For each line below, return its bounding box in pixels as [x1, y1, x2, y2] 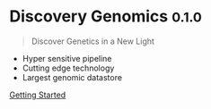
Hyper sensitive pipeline [22, 53, 112, 63]
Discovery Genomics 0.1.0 [9, 6, 202, 27]
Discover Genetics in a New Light [31, 36, 155, 46]
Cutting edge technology [22, 63, 115, 73]
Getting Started [9, 89, 66, 100]
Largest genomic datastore [22, 71, 123, 82]
